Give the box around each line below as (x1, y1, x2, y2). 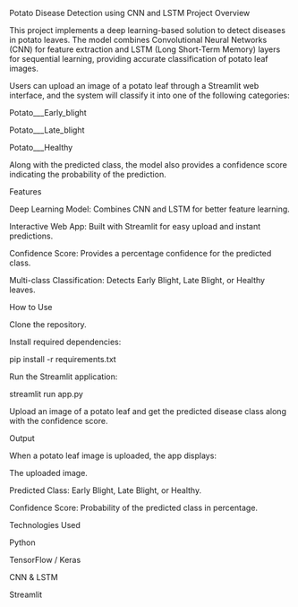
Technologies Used (9, 520, 81, 530)
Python (9, 537, 36, 548)
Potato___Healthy (9, 143, 73, 152)
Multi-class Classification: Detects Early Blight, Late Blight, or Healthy (9, 275, 266, 285)
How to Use (9, 302, 53, 312)
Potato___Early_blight (9, 108, 87, 117)
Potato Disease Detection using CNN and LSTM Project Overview (9, 8, 251, 18)
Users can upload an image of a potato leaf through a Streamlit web (9, 81, 260, 91)
